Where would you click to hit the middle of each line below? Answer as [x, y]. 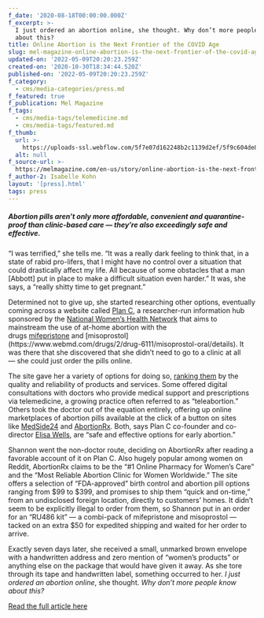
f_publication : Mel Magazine [56, 103]
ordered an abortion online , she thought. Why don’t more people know [123, 582]
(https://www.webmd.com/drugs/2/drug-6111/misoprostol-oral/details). [123, 344]
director [21, 434]
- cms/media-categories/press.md [70, 89]
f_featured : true [37, 96]
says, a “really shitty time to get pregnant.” [77, 287]
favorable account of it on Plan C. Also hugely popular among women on [126, 458]
